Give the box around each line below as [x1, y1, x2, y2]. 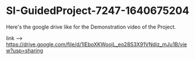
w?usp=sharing [6, 47, 44, 54]
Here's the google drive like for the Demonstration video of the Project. [6, 23, 176, 30]
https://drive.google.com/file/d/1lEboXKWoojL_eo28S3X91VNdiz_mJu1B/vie [6, 41, 187, 48]
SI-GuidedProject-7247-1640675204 [6, 4, 190, 17]
